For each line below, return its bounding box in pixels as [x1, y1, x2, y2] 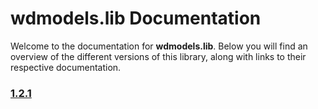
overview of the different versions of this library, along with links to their [10, 50, 307, 62]
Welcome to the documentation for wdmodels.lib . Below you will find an [10, 40, 308, 52]
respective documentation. [10, 61, 122, 73]
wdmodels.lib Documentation [10, 7, 262, 30]
